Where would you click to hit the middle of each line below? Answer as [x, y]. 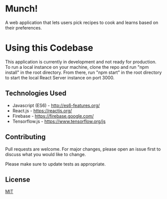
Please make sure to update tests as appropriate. [56, 164]
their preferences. [24, 27]
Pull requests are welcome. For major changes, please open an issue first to [83, 149]
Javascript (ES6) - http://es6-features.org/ [56, 105]
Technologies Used [36, 94]
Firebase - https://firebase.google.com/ [53, 116]
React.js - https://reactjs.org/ [42, 111]
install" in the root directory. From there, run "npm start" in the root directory [83, 72]
